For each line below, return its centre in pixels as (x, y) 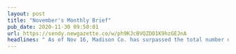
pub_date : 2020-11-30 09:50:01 (53, 27)
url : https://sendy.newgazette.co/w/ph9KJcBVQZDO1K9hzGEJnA (97, 33)
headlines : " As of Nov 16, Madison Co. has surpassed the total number (116, 40)
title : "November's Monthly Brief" (59, 20)
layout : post (26, 14)
